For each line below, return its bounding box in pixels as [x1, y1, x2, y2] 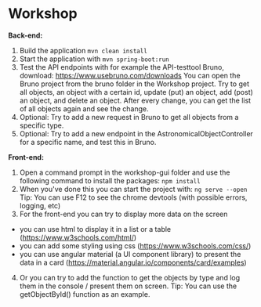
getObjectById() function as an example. [19, 289, 150, 298]
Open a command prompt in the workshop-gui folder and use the [19, 168, 230, 177]
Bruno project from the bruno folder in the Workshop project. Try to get [19, 79, 249, 88]
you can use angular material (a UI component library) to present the [19, 249, 241, 258]
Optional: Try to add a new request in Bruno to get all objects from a [19, 112, 239, 121]
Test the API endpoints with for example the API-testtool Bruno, [19, 62, 225, 71]
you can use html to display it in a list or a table [19, 224, 172, 233]
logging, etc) [19, 200, 61, 210]
